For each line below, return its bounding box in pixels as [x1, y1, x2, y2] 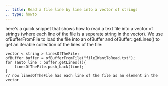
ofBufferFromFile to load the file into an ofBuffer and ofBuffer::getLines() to [5, 36, 160, 42]
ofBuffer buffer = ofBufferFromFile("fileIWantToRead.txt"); [5, 55, 136, 60]
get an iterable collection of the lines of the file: [5, 41, 103, 47]
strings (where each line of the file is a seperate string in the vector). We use [5, 31, 163, 37]
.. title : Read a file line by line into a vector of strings [5, 7, 138, 12]
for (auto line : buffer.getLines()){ [5, 60, 86, 65]
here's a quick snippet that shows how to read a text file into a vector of [5, 25, 153, 31]
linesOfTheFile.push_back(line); [14, 64, 84, 69]
